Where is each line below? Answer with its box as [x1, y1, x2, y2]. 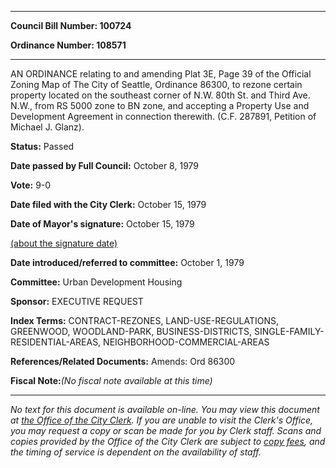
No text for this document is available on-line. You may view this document [10, 404, 320, 415]
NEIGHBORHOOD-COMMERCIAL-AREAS [103, 336, 270, 348]
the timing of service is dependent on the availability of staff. [10, 446, 262, 458]
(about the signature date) [10, 237, 118, 249]
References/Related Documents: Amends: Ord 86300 [10, 356, 236, 367]
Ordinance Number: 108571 [10, 39, 127, 51]
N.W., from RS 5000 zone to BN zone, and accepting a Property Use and [10, 100, 310, 111]
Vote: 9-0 [10, 179, 52, 191]
